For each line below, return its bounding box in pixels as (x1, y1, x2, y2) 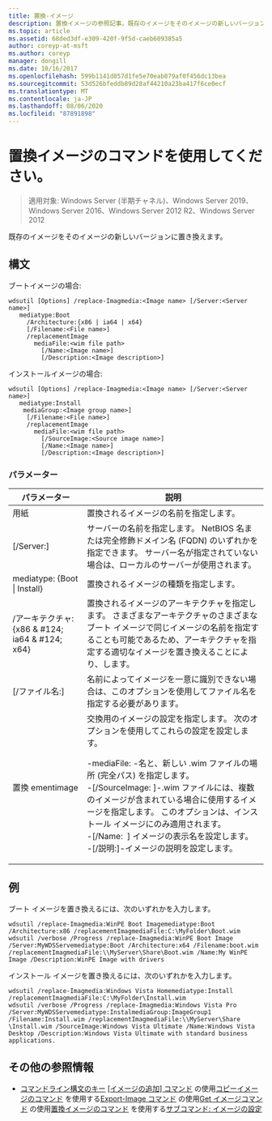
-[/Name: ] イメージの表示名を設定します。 (86, 831, 253, 842)
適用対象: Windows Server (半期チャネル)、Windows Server (28, 195, 228, 205)
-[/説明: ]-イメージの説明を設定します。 (86, 843, 238, 855)
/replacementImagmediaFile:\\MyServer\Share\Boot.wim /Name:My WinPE (8, 948, 249, 957)
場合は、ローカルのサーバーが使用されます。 (86, 560, 257, 571)
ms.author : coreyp (8, 49, 70, 58)
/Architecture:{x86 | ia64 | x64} (26, 318, 143, 326)
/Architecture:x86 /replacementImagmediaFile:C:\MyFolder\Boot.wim (8, 927, 241, 936)
